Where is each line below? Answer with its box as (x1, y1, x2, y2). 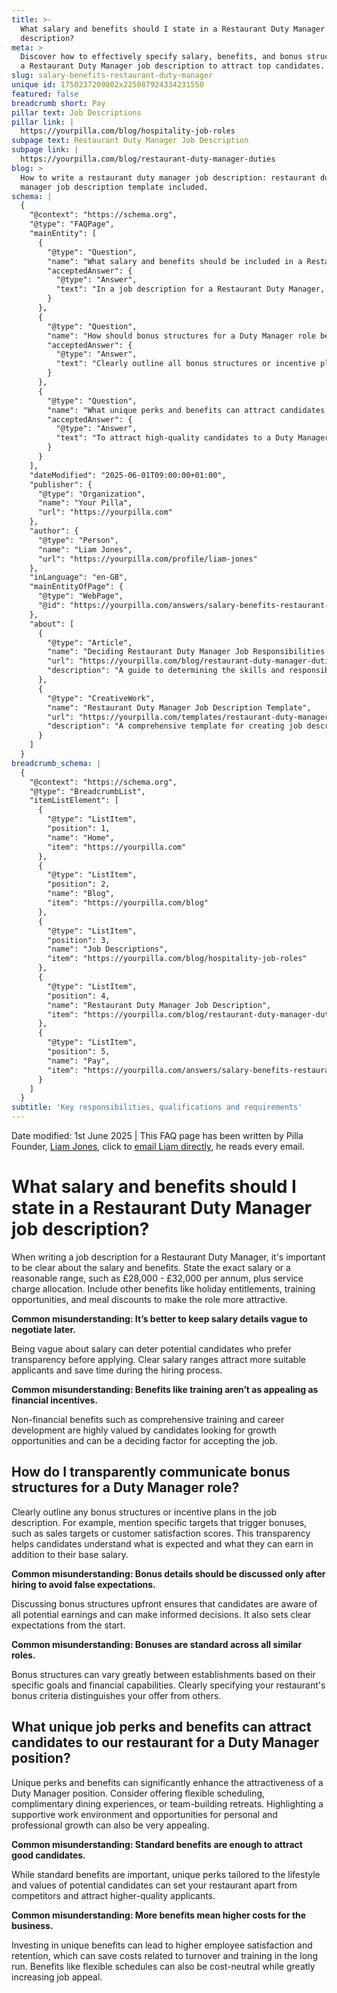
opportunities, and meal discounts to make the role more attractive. (11, 1293, 288, 1305)
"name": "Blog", (47, 889, 115, 899)
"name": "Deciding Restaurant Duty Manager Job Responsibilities (47, 647, 326, 657)
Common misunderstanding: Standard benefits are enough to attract (11, 1838, 303, 1850)
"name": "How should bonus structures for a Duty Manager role (47, 331, 316, 341)
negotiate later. (11, 1323, 76, 1335)
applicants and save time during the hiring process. (11, 1364, 223, 1376)
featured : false (11, 89, 79, 99)
